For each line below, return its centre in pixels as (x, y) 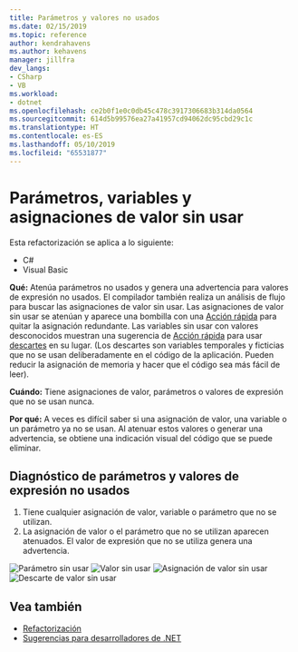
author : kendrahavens (50, 43)
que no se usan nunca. (52, 401)
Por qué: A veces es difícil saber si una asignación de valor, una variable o (148, 419)
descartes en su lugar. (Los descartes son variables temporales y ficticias (147, 345)
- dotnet (26, 102)
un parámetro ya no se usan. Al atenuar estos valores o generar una (136, 429)
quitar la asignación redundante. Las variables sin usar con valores (134, 326)
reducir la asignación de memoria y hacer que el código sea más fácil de (145, 364)
